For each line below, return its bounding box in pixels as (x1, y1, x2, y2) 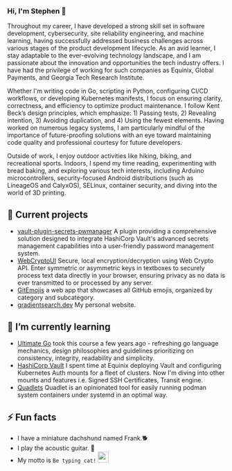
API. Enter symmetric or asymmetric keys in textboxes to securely (17, 264, 206, 272)
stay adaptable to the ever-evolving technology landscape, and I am (7, 51, 202, 60)
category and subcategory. (17, 294, 95, 302)
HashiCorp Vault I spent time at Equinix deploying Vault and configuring (17, 361, 222, 369)
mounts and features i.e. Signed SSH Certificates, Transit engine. (17, 375, 203, 384)
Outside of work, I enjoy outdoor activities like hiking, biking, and (7, 152, 192, 160)
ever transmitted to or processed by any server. (17, 278, 154, 287)
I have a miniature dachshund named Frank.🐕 (17, 434, 148, 442)
